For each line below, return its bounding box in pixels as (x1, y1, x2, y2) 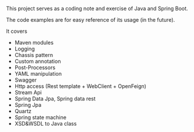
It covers (6, 28, 28, 35)
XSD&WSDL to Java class (14, 120, 77, 127)
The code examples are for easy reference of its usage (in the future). (6, 16, 175, 23)
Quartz (14, 108, 32, 114)
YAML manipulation (14, 70, 62, 77)
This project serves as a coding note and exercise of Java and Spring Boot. (6, 5, 188, 12)
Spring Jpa (14, 101, 42, 108)
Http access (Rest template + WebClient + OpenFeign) (14, 83, 147, 90)
